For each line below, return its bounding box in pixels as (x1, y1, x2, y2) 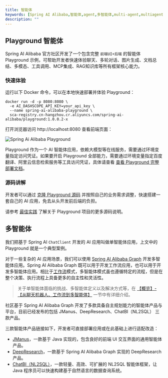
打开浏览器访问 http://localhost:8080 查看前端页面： (5, 126, 112, 132)
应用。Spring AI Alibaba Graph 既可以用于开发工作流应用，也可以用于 (13, 262, 157, 268)
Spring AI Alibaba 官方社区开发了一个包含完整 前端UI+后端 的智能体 (5, 51, 141, 57)
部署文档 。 (5, 165, 27, 171)
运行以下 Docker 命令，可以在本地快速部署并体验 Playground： (5, 89, 135, 95)
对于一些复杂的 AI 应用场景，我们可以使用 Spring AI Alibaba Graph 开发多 (5, 256, 156, 262)
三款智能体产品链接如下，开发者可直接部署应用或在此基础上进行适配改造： (5, 325, 158, 331)
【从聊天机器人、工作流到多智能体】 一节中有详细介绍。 (17, 291, 133, 297)
